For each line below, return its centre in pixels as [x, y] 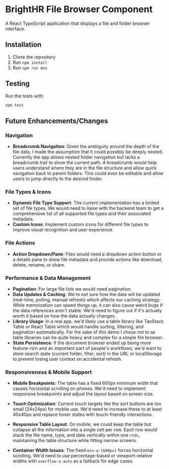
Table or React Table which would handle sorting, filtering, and [78, 327]
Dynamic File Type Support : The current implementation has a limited [86, 203]
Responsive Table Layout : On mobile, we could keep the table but [82, 424]
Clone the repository [34, 57]
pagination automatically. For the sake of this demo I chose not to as [84, 332]
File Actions [20, 243]
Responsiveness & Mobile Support [49, 372]
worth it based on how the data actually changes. [64, 316]
